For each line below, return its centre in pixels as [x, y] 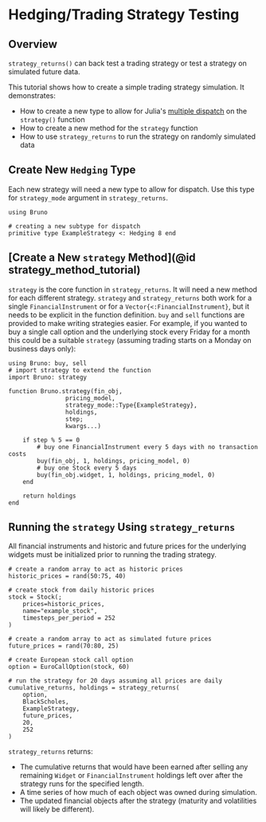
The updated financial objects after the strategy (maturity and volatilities [138, 801]
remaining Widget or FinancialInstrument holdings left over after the [131, 776]
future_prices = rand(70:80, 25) [64, 646]
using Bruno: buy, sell [48, 363]
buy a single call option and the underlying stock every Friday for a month [129, 332]
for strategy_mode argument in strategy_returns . [88, 198]
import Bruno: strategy [48, 377]
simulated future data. [45, 72]
